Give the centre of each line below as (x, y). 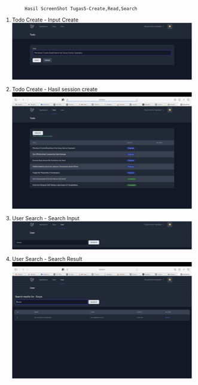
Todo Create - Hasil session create (54, 90)
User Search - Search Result (47, 259)
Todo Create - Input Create (45, 20)
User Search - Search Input (45, 218)
